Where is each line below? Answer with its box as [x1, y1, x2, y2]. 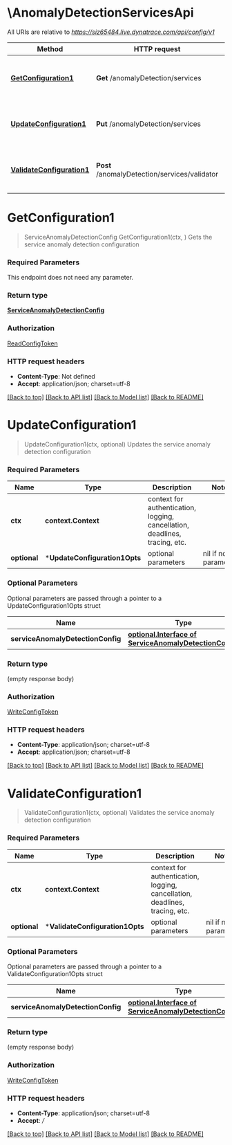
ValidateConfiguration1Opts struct [7, 970, 104, 978]
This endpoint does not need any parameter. [7, 273, 133, 282]
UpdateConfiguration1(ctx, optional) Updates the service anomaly [23, 440, 211, 448]
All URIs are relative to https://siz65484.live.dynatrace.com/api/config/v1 [7, 28, 215, 36]
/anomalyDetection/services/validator [95, 169, 219, 179]
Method [37, 44, 64, 53]
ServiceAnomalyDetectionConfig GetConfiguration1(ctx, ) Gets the [23, 233, 213, 241]
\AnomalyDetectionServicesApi [7, 5, 195, 21]
